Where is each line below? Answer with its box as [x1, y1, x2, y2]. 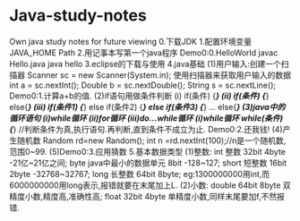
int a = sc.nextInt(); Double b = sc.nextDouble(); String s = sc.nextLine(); [9, 80, 276, 90]
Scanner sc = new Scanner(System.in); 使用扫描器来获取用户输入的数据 [26, 69, 292, 81]
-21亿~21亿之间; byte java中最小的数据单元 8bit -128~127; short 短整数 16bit [9, 157, 287, 168]
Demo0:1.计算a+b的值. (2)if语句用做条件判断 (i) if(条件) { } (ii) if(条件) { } [9, 90, 270, 101]
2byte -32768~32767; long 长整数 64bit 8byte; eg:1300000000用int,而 [9, 168, 270, 179]
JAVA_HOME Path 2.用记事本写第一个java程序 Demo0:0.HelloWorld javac [9, 47, 279, 58]
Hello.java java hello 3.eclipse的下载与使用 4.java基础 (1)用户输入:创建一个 [9, 58, 282, 69]
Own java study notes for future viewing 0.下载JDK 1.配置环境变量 [9, 36, 253, 47]
